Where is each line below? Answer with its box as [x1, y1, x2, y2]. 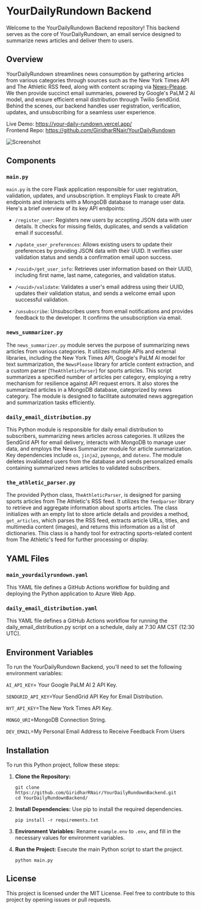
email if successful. [14, 230, 63, 237]
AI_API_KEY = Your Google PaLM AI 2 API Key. [6, 681, 118, 689]
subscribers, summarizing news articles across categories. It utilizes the [6, 433, 185, 440]
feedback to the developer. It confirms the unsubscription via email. [14, 314, 182, 321]
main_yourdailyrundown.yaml [6, 571, 88, 578]
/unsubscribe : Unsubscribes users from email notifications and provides [14, 308, 194, 315]
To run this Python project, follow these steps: [6, 761, 120, 768]
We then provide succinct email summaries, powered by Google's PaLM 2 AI [6, 89, 196, 97]
